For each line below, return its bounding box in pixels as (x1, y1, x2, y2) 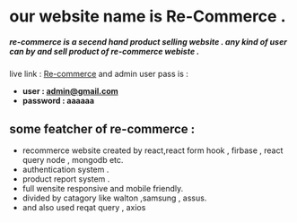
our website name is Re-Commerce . (9, 6, 286, 27)
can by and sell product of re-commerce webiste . (9, 46, 200, 56)
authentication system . (22, 164, 109, 175)
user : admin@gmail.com (22, 86, 118, 97)
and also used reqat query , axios (22, 201, 146, 212)
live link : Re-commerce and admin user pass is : (9, 69, 188, 80)
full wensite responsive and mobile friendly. (22, 183, 184, 193)
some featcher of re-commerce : (9, 121, 196, 136)
